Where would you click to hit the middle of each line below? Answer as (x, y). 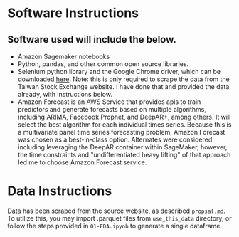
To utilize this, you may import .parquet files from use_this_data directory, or (119, 218)
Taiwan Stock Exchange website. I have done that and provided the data (123, 86)
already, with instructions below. (65, 94)
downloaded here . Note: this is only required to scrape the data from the (123, 79)
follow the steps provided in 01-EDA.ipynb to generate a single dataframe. (115, 226)
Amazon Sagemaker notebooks (64, 56)
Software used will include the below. (92, 39)
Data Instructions (60, 191)
